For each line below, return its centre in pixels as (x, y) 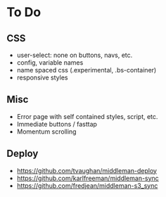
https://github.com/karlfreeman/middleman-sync (88, 178)
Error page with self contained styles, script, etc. (87, 116)
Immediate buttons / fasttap (57, 124)
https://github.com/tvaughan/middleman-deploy (87, 170)
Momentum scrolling (46, 132)
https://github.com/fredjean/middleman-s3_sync (87, 185)
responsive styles (42, 77)
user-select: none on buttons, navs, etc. (75, 55)
